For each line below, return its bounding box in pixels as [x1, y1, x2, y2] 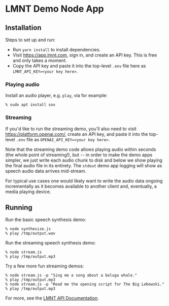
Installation [5, 23, 42, 32]
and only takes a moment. [12, 57, 67, 64]
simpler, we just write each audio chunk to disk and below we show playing [5, 157, 162, 163]
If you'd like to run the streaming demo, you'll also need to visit [5, 126, 137, 132]
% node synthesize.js [5, 227, 51, 232]
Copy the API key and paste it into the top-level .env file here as [12, 63, 146, 69]
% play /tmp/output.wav [5, 231, 56, 236]
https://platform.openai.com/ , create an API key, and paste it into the [5, 131, 148, 137]
